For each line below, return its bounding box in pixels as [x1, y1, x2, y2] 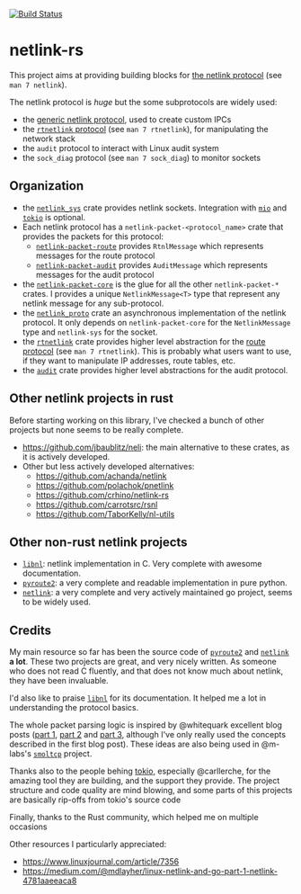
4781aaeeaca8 [22, 875, 77, 886]
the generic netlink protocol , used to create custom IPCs [22, 113, 232, 125]
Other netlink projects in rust [9, 391, 173, 407]
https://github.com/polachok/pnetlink [35, 479, 174, 490]
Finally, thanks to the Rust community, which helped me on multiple [9, 812, 259, 823]
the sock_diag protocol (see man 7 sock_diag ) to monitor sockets [22, 152, 261, 163]
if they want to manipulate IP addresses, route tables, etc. [22, 355, 236, 366]
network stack [22, 133, 76, 144]
